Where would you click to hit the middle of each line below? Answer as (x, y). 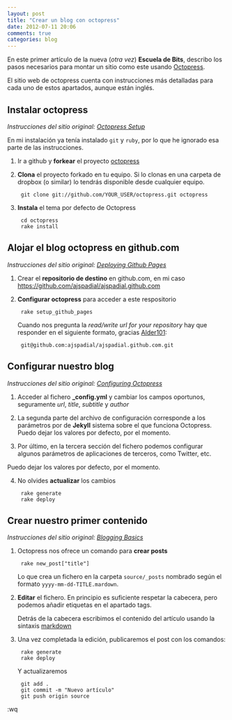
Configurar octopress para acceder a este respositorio (96, 299)
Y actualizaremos (42, 671)
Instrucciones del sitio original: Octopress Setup (76, 126)
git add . (35, 684)
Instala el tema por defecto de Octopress (77, 207)
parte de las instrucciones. (45, 147)
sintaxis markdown (44, 626)
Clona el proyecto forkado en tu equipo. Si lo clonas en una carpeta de (119, 174)
